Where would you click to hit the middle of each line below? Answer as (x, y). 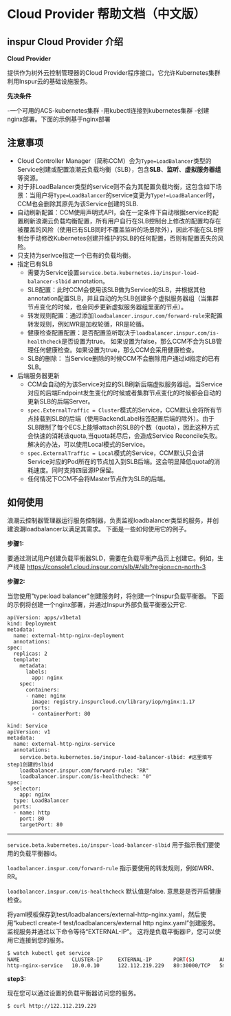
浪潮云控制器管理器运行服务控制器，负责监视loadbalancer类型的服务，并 (110, 520)
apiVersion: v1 (29, 732)
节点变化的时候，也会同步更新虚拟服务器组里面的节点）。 (107, 307)
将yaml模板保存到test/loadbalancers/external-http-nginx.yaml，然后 (104, 914)
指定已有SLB (35, 264)
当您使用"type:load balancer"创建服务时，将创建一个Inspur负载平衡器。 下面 (115, 596)
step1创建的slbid (30, 764)
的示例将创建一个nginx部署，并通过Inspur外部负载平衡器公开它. (97, 604)
